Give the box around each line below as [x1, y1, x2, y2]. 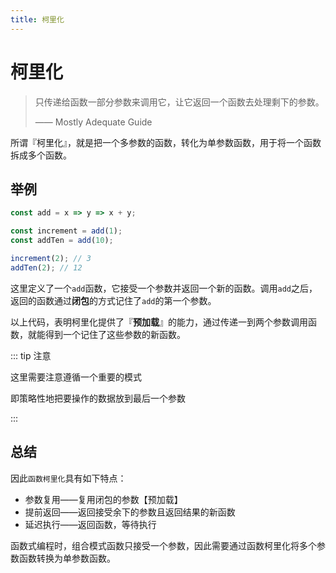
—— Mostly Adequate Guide [34, 116, 153, 128]
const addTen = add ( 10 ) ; [10, 236, 114, 246]
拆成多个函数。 [10, 149, 72, 161]
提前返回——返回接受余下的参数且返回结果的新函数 [24, 506, 236, 518]
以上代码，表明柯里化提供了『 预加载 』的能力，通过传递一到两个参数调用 [10, 316, 308, 328]
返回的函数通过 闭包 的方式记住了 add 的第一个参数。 [10, 294, 217, 306]
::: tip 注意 [10, 349, 52, 361]
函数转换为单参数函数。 [18, 552, 116, 564]
